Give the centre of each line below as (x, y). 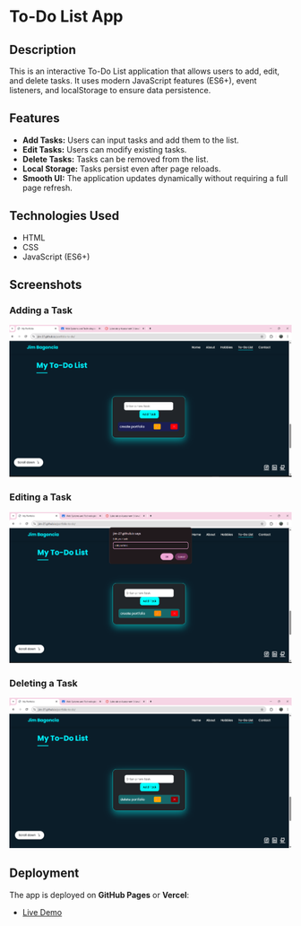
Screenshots (46, 285)
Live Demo (42, 912)
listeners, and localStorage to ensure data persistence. (110, 90)
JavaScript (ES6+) (56, 257)
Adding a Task (41, 310)
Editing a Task (40, 497)
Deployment (44, 874)
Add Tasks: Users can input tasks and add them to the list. (130, 140)
